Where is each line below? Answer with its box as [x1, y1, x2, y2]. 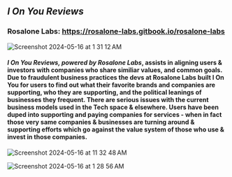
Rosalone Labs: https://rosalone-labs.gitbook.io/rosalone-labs [7, 27, 225, 36]
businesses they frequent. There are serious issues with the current [7, 96, 209, 104]
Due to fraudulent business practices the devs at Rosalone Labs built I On [7, 73, 225, 82]
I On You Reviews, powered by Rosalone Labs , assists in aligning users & [7, 59, 222, 67]
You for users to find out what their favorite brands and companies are [7, 80, 215, 90]
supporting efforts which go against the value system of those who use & [7, 125, 225, 134]
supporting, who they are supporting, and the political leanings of [7, 88, 202, 97]
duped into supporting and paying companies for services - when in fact [7, 111, 222, 119]
